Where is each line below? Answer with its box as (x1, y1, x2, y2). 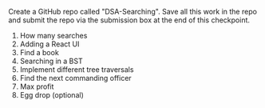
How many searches (19, 31, 88, 40)
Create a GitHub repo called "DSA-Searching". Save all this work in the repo (8, 7, 258, 16)
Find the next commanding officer (19, 74, 132, 82)
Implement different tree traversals (19, 65, 134, 74)
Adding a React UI (19, 39, 80, 49)
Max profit (19, 82, 54, 91)
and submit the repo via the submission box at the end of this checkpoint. (8, 15, 250, 25)
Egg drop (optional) (19, 90, 84, 99)
